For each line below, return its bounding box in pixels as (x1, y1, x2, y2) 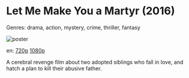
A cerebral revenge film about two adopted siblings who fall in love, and (6, 58, 184, 65)
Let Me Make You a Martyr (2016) (6, 4, 175, 18)
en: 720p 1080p (6, 46, 45, 54)
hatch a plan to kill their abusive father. (6, 64, 102, 72)
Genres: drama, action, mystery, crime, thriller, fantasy (6, 24, 141, 31)
